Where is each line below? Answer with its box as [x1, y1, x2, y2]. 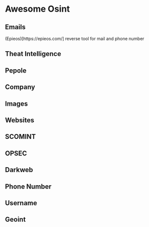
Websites [5, 116, 34, 124]
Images [5, 99, 28, 108]
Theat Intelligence [5, 50, 62, 58]
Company [5, 83, 35, 91]
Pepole [5, 66, 27, 75]
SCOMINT [5, 132, 36, 141]
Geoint [5, 215, 26, 224]
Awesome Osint [5, 3, 70, 15]
